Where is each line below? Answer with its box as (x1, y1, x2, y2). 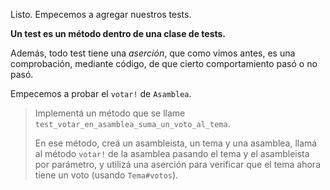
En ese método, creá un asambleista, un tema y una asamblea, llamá (34, 137, 318, 149)
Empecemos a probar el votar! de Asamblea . (10, 88, 192, 99)
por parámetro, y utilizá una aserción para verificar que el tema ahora (34, 159, 321, 170)
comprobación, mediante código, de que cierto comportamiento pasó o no (10, 58, 318, 69)
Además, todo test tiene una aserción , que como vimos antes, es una (10, 47, 296, 59)
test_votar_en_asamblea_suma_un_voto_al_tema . (34, 118, 231, 129)
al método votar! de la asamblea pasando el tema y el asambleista (34, 148, 310, 159)
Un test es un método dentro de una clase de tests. (10, 28, 227, 39)
